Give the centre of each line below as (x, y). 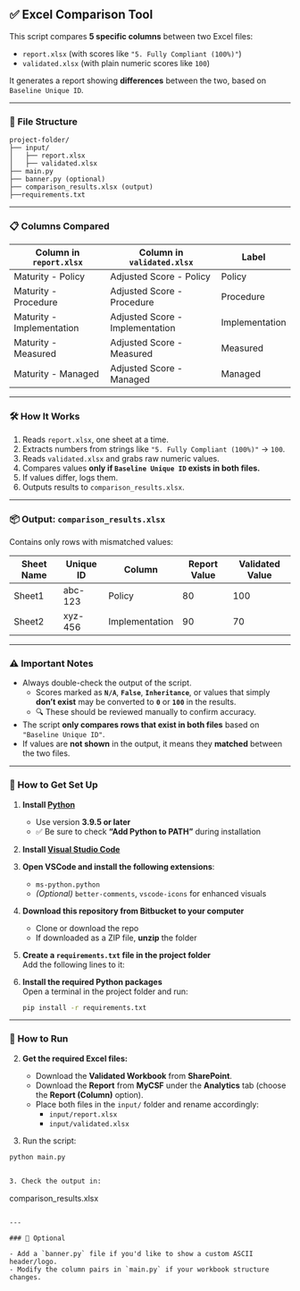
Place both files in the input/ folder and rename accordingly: (147, 1104)
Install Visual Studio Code (71, 849)
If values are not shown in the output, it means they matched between (152, 744)
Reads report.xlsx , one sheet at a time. (96, 439)
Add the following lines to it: (73, 964)
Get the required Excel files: (75, 1058)
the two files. (46, 753)
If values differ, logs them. (70, 477)
